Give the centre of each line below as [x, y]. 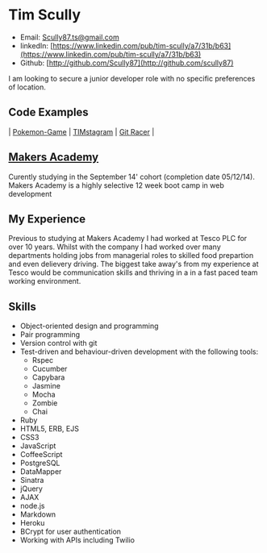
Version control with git [58, 343]
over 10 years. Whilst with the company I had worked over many [115, 247]
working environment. [45, 281]
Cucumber [50, 369]
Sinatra [32, 480]
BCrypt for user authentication [71, 532]
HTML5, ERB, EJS [49, 429]
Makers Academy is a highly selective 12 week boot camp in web [116, 185]
